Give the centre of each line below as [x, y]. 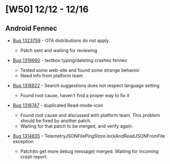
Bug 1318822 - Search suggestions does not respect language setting [86, 86]
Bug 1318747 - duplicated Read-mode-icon [58, 105]
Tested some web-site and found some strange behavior [80, 70]
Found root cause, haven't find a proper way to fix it [75, 95]
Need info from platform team [52, 76]
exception [23, 141]
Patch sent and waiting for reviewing [59, 50]
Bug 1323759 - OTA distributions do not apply [61, 40]
